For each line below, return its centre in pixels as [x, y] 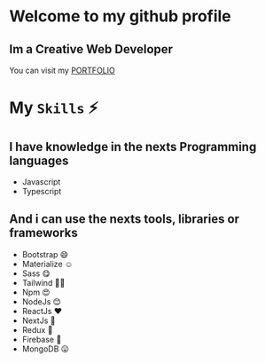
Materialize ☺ [47, 264]
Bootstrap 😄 [45, 254]
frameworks [43, 233]
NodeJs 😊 [42, 301]
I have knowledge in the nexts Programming [133, 147]
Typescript [42, 191]
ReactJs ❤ [42, 311]
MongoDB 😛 [45, 349]
